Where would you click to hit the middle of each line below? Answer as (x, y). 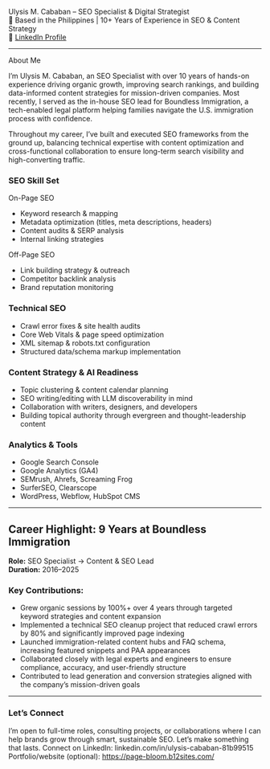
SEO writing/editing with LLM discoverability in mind (106, 398)
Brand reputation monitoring (67, 288)
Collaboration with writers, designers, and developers (109, 407)
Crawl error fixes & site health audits (80, 325)
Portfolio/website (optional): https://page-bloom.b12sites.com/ (111, 756)
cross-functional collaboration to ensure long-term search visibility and (126, 151)
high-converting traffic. (47, 160)
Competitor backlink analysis (68, 279)
